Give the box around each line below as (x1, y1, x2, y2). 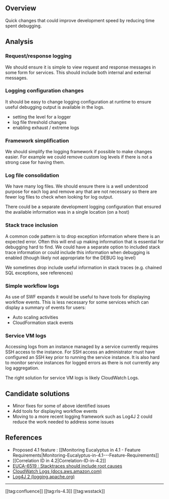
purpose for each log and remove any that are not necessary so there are (5, 189, 157, 195)
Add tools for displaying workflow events (12, 408, 98, 414)
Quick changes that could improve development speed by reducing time (5, 17, 155, 23)
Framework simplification (5, 137, 69, 144)
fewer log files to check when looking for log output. (5, 194, 114, 200)
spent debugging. (5, 23, 42, 29)
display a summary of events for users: (5, 304, 87, 310)
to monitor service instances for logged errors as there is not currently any (5, 360, 160, 366)
